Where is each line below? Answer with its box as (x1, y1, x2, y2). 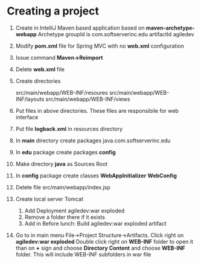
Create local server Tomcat (15, 195, 84, 203)
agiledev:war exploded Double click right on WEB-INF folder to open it (15, 238, 194, 245)
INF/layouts (15, 95, 45, 103)
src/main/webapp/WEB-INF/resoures (15, 89, 108, 96)
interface (15, 113, 39, 121)
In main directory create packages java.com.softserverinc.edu (15, 137, 171, 144)
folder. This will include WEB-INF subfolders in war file (15, 250, 152, 258)
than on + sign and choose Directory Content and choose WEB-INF (15, 244, 186, 252)
